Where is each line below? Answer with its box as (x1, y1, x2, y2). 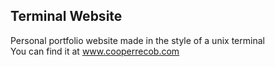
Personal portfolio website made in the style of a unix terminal (10, 34, 265, 46)
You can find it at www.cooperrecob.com (10, 45, 180, 57)
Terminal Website (10, 8, 123, 25)
